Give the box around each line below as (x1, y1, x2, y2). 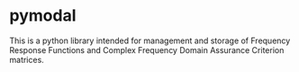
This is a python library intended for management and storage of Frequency (9, 35, 291, 46)
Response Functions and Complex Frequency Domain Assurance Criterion (9, 44, 285, 55)
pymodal (9, 5, 77, 26)
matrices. (9, 54, 45, 65)
